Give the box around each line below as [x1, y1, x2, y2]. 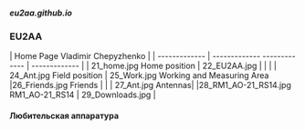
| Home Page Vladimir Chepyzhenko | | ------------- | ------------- [9, 51, 261, 62]
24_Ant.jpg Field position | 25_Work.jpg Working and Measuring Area [9, 70, 269, 81]
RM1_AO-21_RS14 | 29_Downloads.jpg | [9, 89, 157, 100]
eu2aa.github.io [9, 7, 73, 18]
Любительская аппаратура [9, 110, 120, 121]
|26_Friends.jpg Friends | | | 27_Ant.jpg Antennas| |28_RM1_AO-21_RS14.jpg [9, 80, 292, 91]
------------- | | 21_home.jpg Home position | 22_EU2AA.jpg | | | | [31, 60, 277, 72]
